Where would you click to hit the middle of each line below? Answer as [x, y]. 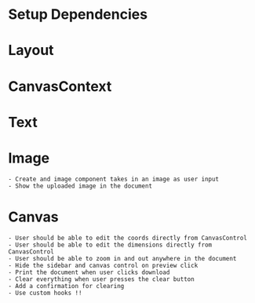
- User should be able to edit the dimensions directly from [110, 245]
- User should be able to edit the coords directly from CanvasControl [127, 238]
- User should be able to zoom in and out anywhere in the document [122, 258]
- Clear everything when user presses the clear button [101, 279]
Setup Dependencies [78, 15]
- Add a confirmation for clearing [66, 286]
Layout [31, 51]
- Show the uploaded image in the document [80, 186]
